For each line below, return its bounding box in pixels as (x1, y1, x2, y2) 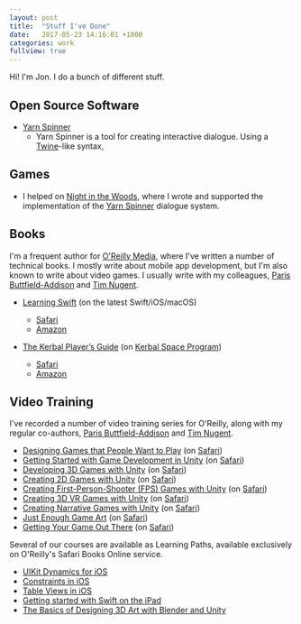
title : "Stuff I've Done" (9, 22, 111, 31)
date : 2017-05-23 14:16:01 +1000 (9, 30, 143, 39)
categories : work (9, 38, 75, 48)
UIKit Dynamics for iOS (22, 566, 108, 577)
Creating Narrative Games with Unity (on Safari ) (22, 502, 201, 514)
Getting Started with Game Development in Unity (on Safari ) (22, 454, 245, 465)
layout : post (9, 13, 59, 23)
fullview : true (9, 47, 67, 56)
